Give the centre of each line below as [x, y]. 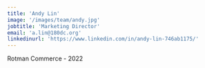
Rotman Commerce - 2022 [45, 58]
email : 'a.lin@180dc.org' [44, 33]
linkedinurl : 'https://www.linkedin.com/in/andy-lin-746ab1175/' [103, 39]
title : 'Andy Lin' [33, 13]
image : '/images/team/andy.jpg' [53, 20]
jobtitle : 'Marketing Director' [53, 26]
